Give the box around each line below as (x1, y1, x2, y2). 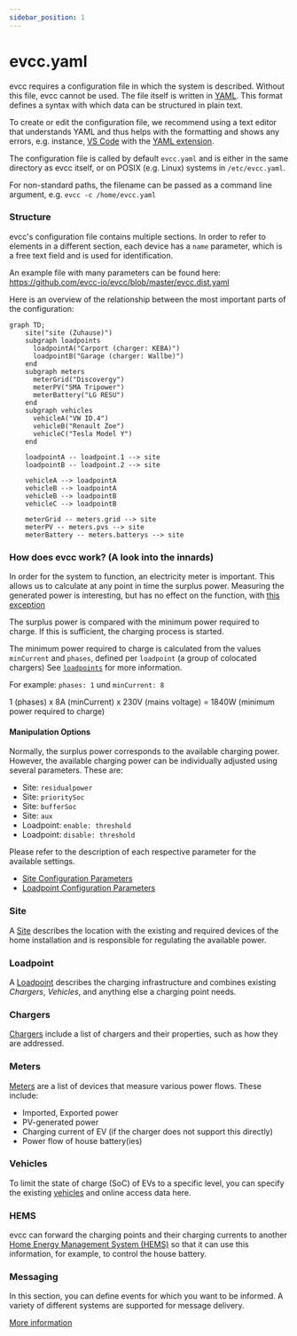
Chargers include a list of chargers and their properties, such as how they (9, 1029, 278, 1039)
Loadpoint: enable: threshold (21, 820, 131, 831)
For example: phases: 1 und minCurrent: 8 (9, 680, 165, 690)
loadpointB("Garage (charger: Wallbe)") (32, 352, 184, 361)
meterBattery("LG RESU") (32, 390, 125, 400)
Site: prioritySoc (21, 791, 85, 802)
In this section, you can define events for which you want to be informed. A (9, 1291, 284, 1301)
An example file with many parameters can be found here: (9, 267, 222, 278)
